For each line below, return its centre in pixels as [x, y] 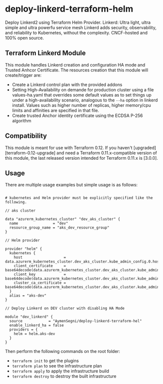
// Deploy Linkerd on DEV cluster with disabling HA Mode [65, 309]
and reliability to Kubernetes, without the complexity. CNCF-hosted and [76, 33]
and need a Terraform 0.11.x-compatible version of [107, 153]
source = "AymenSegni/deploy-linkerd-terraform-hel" [76, 321]
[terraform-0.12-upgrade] [30, 153]
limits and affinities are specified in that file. [56, 110]
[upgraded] [145, 148]
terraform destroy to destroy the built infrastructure [64, 376]
